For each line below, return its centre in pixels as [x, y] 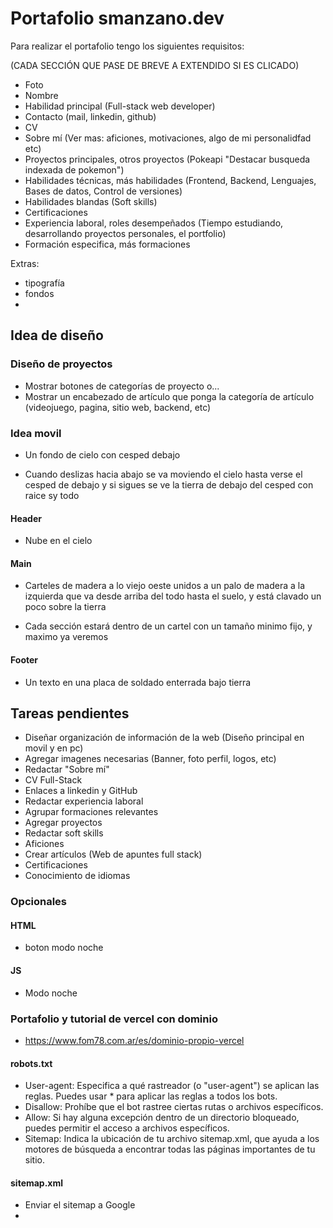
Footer [24, 659]
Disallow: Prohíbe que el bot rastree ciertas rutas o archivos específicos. [174, 1107]
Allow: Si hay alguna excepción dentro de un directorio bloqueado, [162, 1118]
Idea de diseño [57, 335]
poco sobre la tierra [65, 607]
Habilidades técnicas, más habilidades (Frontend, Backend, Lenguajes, [170, 180]
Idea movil [36, 433]
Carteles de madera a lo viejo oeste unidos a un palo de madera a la [165, 586]
